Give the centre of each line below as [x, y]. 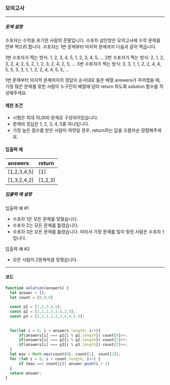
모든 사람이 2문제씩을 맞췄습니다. [45, 259]
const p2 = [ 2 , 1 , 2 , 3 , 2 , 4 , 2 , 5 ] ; [43, 312]
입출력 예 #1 [17, 208]
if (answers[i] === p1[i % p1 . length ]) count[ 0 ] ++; [73, 335]
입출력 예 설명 [18, 194]
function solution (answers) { [37, 288]
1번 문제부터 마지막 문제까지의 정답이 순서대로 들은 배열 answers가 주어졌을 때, [83, 80]
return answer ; [26, 373]
